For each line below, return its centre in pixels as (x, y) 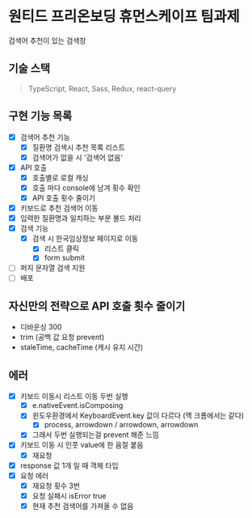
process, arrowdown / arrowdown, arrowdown (121, 425)
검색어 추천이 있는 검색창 (47, 40)
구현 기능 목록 (40, 116)
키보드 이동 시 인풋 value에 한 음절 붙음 (82, 445)
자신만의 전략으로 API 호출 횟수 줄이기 (97, 306)
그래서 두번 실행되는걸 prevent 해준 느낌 (95, 435)
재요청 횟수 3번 (56, 486)
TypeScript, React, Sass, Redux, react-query (102, 88)
